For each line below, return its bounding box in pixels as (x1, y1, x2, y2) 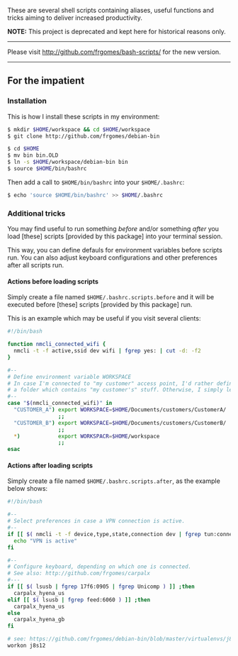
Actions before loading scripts (7, 277, 99, 286)
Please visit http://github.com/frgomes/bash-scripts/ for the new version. (7, 48, 221, 56)
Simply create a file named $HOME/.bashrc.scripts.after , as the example (7, 477, 221, 485)
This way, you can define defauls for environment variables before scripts (7, 246, 223, 255)
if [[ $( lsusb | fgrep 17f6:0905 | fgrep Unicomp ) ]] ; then (7, 583, 195, 591)
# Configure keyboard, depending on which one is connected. (7, 563, 192, 570)
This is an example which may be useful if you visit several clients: (7, 314, 201, 323)
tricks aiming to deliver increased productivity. (7, 13, 143, 22)
